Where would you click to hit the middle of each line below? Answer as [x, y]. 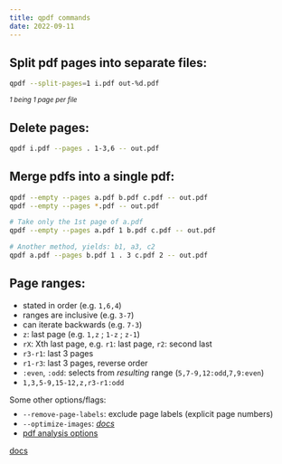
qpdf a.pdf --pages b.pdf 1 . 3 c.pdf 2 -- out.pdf [108, 256]
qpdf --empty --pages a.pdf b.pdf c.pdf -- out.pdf [108, 197]
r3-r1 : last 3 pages [58, 353]
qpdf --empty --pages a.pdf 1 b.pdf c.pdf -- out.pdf [113, 231]
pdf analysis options [60, 433]
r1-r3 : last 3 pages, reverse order [85, 363]
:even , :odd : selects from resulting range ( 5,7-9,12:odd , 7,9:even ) [143, 373]
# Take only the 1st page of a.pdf [76, 223]
